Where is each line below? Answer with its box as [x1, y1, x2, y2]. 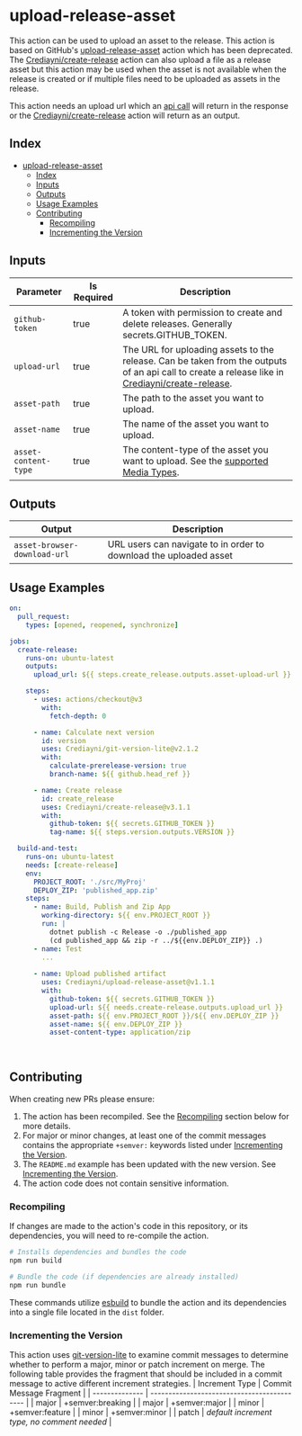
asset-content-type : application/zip [49, 1028, 191, 1037]
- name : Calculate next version [32, 728, 155, 737]
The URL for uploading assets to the [122, 343, 274, 355]
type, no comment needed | [9, 1416, 112, 1427]
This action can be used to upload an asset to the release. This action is [9, 35, 276, 46]
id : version [41, 736, 87, 745]
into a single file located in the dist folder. [9, 1306, 164, 1317]
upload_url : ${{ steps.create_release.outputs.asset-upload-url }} [32, 670, 292, 679]
